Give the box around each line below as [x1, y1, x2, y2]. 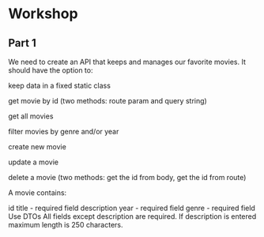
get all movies [8, 111, 54, 121]
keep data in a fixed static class [8, 81, 111, 90]
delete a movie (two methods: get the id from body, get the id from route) [8, 173, 247, 182]
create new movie [8, 142, 67, 151]
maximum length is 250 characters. [8, 220, 124, 229]
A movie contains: [8, 188, 67, 197]
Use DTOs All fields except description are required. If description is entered [8, 212, 257, 221]
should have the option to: [8, 66, 93, 75]
